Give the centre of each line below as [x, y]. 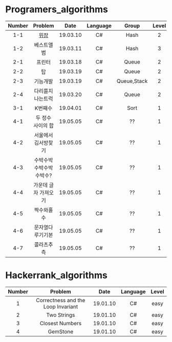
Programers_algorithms [57, 9]
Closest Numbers [61, 323]
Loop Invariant [61, 307]
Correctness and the [60, 300]
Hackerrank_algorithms [56, 275]
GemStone [61, 331]
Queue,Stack [132, 81]
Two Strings [60, 315]
